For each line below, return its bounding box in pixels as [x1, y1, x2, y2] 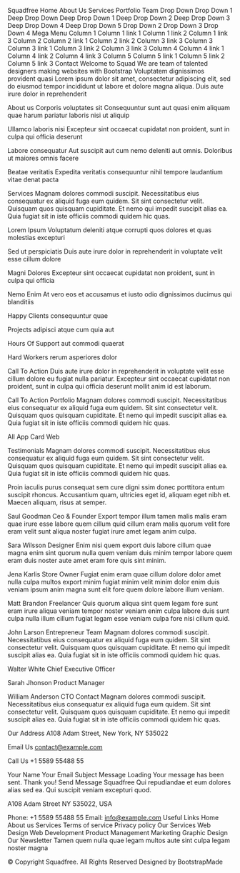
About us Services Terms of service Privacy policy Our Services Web [7, 821, 211, 829]
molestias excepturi [7, 234, 66, 241]
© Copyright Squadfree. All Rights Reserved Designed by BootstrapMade [7, 857, 224, 866]
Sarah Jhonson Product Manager [7, 679, 105, 687]
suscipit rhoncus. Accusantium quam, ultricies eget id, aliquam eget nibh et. [7, 491, 231, 499]
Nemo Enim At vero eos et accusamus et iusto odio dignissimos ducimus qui [7, 290, 232, 299]
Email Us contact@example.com [7, 743, 103, 751]
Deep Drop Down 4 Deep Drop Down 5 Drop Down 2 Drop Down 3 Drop [7, 21, 219, 29]
